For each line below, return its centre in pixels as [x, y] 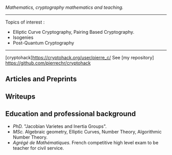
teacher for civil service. [38, 148]
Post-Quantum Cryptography [43, 43]
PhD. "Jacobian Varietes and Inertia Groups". [60, 126]
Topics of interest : [25, 22]
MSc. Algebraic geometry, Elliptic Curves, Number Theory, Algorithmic [87, 131]
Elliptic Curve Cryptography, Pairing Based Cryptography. [73, 32]
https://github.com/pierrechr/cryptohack [48, 63]
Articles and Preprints [41, 79]
